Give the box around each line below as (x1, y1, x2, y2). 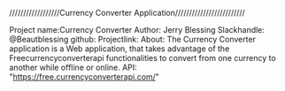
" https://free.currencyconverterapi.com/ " (9, 72, 159, 82)
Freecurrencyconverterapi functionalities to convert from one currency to (9, 53, 276, 63)
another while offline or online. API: (9, 62, 137, 72)
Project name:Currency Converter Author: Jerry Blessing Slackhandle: (9, 25, 266, 34)
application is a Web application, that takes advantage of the (9, 43, 230, 54)
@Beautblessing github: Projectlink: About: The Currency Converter (9, 34, 257, 44)
